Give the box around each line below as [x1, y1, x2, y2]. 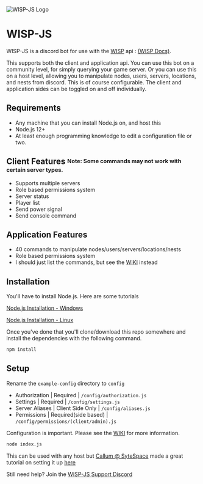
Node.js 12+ [15, 125, 46, 133]
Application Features [6, 229, 88, 240]
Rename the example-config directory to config [6, 380, 125, 387]
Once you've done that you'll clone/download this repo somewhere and [6, 328, 186, 335]
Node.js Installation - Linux [6, 317, 74, 324]
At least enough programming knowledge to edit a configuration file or [15, 132, 192, 139]
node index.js [6, 441, 43, 447]
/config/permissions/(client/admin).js [15, 419, 117, 425]
